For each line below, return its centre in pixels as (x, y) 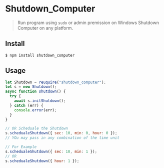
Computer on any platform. (45, 28)
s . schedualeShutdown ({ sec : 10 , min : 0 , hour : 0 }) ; (61, 133)
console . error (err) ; (35, 110)
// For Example (21, 147)
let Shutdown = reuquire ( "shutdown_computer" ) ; (56, 82)
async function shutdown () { (35, 92)
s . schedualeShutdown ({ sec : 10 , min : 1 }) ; (51, 151)
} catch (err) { (26, 105)
